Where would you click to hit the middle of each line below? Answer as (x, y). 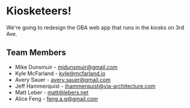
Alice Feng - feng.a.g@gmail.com (56, 98)
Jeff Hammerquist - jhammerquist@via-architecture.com (85, 86)
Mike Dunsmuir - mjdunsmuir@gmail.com (66, 67)
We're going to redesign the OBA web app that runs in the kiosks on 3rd (95, 27)
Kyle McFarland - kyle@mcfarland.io (60, 73)
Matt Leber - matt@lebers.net (52, 92)
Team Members (36, 53)
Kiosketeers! (39, 11)
